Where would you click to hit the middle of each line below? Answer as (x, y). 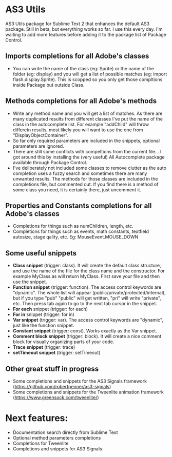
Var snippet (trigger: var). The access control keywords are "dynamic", (88, 320)
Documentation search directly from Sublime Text (65, 432)
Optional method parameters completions (57, 438)
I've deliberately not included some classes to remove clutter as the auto (90, 168)
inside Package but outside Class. (49, 85)
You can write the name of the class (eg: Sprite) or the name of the (83, 68)
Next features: (37, 418)
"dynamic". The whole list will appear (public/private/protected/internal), (89, 293)
